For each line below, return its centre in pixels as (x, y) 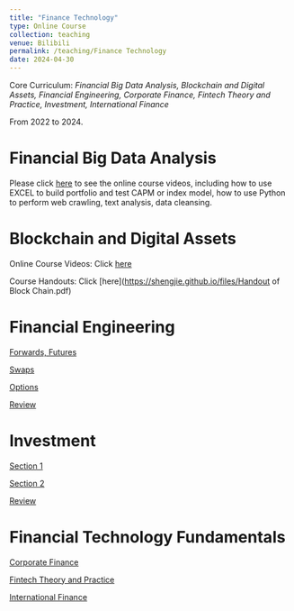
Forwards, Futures (43, 351)
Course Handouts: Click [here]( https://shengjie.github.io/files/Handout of (145, 281)
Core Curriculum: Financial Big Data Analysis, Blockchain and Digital (137, 85)
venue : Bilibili (40, 43)
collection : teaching (50, 34)
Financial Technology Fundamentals (147, 537)
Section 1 (26, 466)
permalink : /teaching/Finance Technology (88, 51)
